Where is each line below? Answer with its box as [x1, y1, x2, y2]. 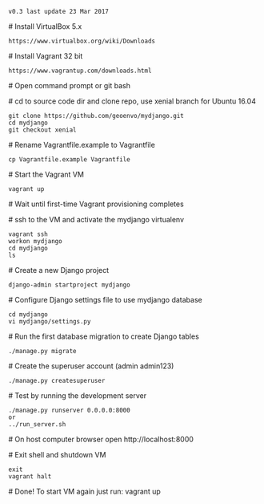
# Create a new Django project [8, 266, 110, 274]
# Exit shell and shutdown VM [8, 450, 106, 459]
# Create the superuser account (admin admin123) [8, 361, 174, 371]
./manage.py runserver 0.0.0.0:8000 [8, 406, 130, 414]
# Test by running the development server [8, 391, 147, 400]
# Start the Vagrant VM [8, 169, 84, 179]
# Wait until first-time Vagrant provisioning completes [8, 199, 184, 209]
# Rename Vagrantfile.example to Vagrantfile [8, 140, 156, 149]
